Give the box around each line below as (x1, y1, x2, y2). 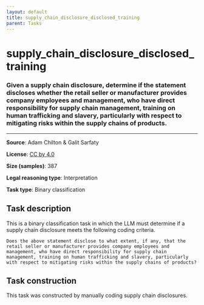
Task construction (6, 276, 77, 286)
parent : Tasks (6, 20, 42, 26)
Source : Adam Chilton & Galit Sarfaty (6, 138, 99, 146)
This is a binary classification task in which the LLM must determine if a (6, 220, 185, 227)
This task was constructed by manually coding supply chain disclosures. (6, 292, 188, 299)
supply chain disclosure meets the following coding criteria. (6, 226, 156, 233)
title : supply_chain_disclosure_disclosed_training (6, 15, 140, 21)
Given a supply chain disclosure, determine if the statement (6, 81, 186, 89)
